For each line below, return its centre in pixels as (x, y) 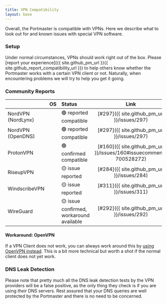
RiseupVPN (21, 172)
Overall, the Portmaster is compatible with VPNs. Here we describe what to (82, 28)
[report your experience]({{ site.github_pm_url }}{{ (57, 62)
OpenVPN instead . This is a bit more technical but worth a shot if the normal (83, 251)
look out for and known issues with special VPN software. (64, 34)
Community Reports (30, 91)
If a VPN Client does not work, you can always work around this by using (80, 246)
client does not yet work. (31, 256)
